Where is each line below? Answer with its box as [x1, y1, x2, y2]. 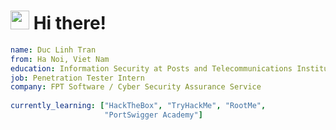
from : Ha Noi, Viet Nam [10, 54, 110, 64]
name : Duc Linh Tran [10, 45, 97, 55]
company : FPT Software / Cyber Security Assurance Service [10, 82, 262, 92]
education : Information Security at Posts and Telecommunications [10, 63, 293, 74]
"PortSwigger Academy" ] [104, 110, 203, 120]
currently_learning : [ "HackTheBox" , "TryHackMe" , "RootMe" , [10, 101, 267, 111]
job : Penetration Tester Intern [10, 73, 145, 83]
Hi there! [33, 12, 107, 35]
